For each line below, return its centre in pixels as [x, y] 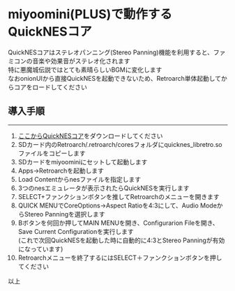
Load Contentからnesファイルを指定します [79, 179]
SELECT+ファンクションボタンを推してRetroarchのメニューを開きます [119, 196]
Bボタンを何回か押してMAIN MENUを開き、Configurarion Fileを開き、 [118, 223]
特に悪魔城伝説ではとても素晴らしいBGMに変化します [85, 70]
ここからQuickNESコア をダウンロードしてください [90, 136]
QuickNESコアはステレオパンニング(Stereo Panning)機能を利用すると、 [111, 52]
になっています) [40, 249]
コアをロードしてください [51, 87]
